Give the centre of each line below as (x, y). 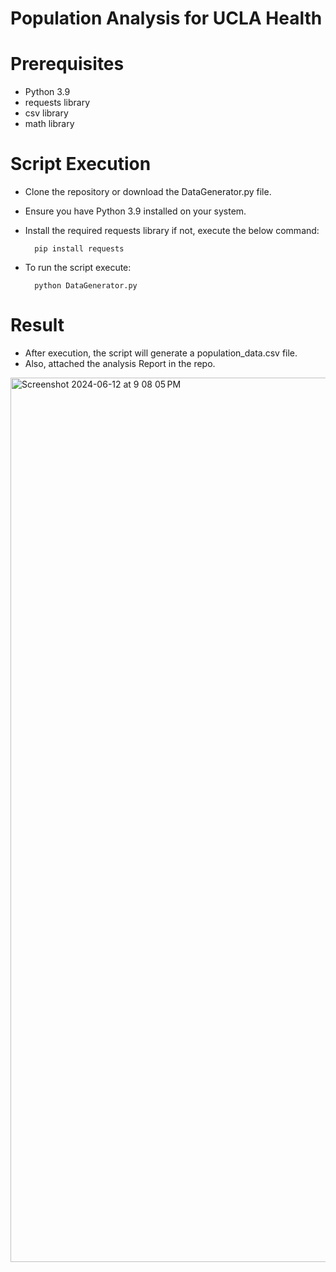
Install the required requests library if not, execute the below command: (172, 231)
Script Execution (81, 164)
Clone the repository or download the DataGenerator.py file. (148, 192)
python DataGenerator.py (86, 286)
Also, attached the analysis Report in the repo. (120, 363)
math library (49, 124)
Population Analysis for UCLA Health (166, 18)
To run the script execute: (78, 268)
